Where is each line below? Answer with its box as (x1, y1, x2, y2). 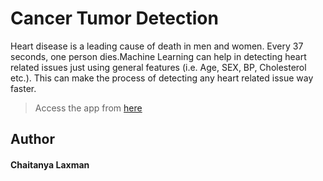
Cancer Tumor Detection (10, 7, 219, 30)
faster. (10, 82, 37, 94)
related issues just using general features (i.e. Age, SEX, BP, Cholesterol (10, 61, 307, 73)
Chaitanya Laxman (10, 158, 90, 171)
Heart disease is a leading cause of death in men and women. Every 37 (10, 40, 304, 52)
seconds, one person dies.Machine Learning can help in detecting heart (10, 50, 307, 62)
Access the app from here (34, 102, 143, 114)
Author (10, 131, 55, 148)
